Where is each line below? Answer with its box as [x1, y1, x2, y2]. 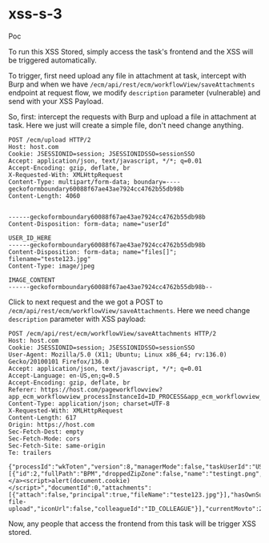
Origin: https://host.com [8, 420, 94, 428]
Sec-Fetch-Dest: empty [8, 428, 84, 436]
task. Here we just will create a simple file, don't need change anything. [8, 120, 244, 130]
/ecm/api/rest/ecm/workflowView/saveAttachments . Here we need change [8, 305, 251, 315]
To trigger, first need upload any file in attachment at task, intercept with [8, 70, 247, 80]
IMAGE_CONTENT [8, 276, 56, 284]
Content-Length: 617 [8, 413, 78, 421]
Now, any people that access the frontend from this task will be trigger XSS [8, 518, 256, 529]
